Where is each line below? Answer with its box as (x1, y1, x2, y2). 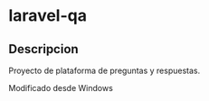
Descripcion (8, 41, 79, 57)
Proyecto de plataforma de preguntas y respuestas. (8, 65, 201, 76)
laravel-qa (8, 5, 88, 26)
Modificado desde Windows (8, 83, 114, 93)
